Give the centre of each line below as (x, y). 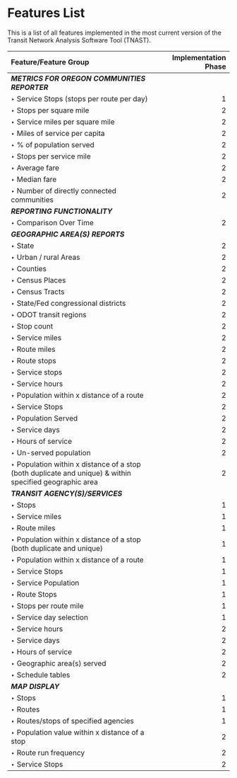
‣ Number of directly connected (63, 190)
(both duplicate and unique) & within (71, 473)
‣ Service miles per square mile (63, 122)
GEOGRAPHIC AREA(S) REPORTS (68, 234)
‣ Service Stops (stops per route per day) (79, 98)
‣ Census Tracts (38, 292)
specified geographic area (55, 481)
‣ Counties (29, 268)
